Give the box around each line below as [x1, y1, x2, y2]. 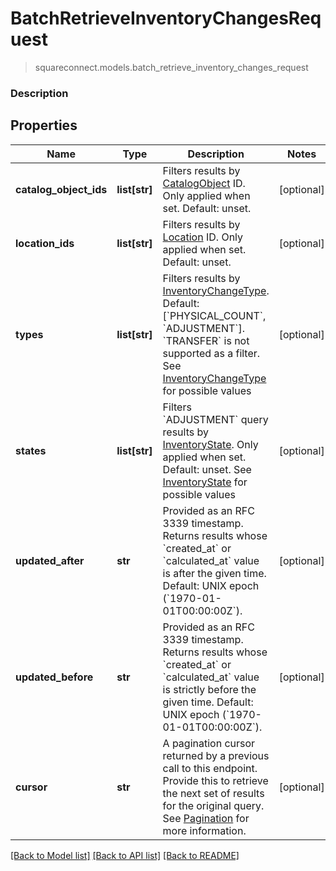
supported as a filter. [162, 346, 261, 360]
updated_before [15, 670, 94, 684]
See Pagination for [162, 811, 250, 825]
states [15, 443, 47, 457]
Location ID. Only [162, 230, 244, 244]
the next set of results [162, 786, 265, 800]
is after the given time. [162, 566, 267, 580]
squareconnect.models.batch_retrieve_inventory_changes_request [34, 61, 309, 73]
